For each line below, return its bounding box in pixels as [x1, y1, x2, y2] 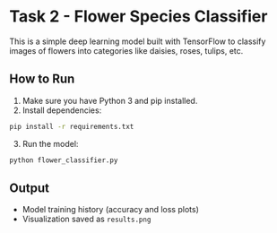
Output [9, 180, 49, 195]
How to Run [9, 72, 75, 87]
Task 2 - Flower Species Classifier [9, 6, 268, 27]
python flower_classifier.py [9, 155, 118, 165]
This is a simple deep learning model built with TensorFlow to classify [9, 36, 266, 47]
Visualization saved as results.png [22, 213, 151, 225]
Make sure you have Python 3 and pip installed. [22, 95, 198, 106]
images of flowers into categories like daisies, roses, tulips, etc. [9, 45, 244, 56]
